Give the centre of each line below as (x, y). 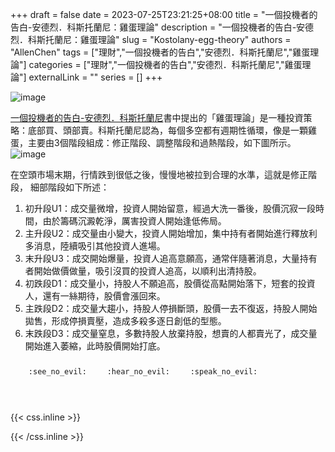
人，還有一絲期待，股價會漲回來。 (95, 296)
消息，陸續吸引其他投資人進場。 (99, 246)
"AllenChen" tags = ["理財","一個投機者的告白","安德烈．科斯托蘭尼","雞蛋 (160, 52)
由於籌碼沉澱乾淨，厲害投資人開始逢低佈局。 (134, 221)
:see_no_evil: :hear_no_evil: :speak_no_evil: (143, 372)
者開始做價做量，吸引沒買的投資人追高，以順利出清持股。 (143, 271)
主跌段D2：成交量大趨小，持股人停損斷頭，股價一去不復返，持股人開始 (171, 308)
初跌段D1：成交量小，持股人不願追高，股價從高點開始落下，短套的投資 (170, 283)
